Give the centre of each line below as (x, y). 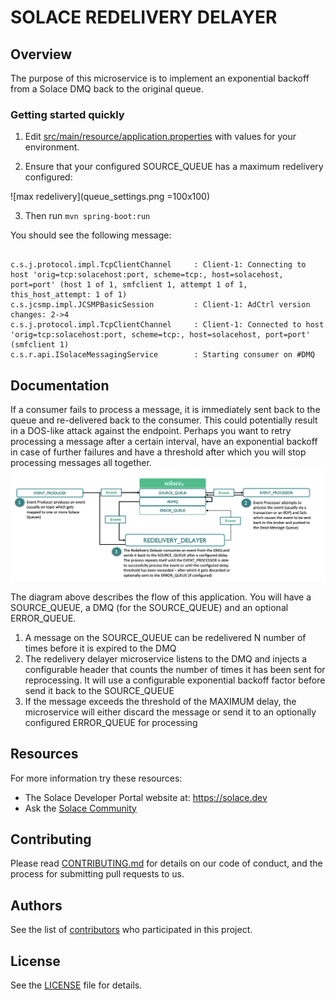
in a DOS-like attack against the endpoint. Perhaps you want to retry (151, 431)
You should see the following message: (91, 235)
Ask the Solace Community (80, 808)
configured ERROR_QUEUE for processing (111, 722)
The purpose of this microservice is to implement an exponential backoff (160, 78)
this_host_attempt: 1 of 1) (69, 295)
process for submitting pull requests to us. (97, 874)
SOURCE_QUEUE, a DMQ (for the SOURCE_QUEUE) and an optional (149, 607)
